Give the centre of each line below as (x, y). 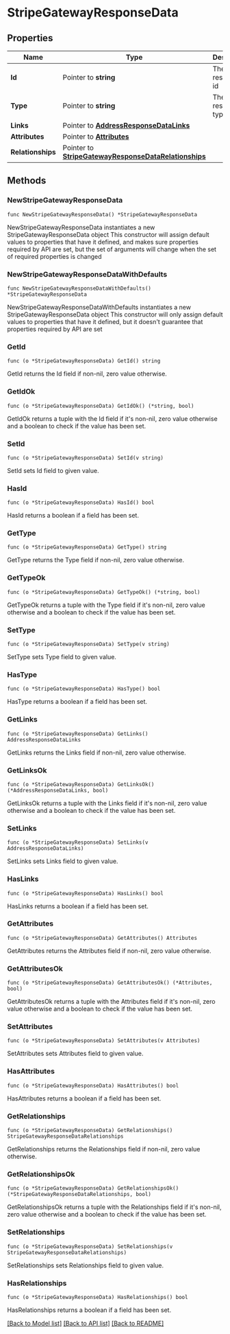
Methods (27, 181)
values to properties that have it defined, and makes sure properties (103, 242)
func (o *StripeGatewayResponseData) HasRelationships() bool (98, 1297)
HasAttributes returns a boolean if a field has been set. (84, 1098)
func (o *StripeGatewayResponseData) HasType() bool (84, 689)
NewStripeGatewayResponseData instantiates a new (81, 227)
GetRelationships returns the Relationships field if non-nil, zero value (104, 1149)
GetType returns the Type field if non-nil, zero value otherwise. (96, 560)
